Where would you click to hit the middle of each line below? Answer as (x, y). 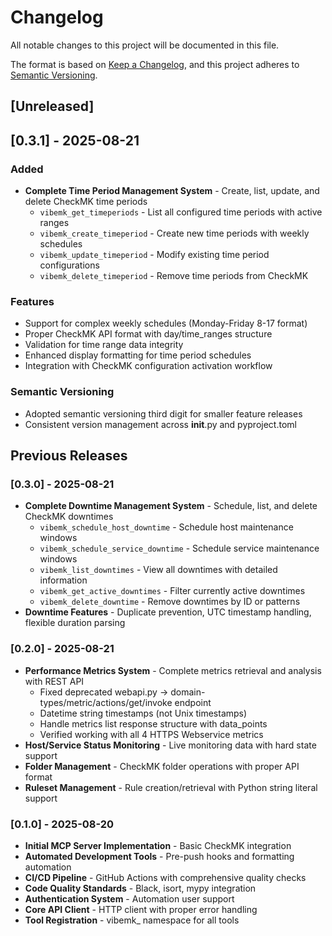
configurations (69, 265)
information (63, 580)
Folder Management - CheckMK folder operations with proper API (162, 766)
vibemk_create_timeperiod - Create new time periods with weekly (174, 233)
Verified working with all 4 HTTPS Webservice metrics (151, 734)
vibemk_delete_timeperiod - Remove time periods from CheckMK (174, 276)
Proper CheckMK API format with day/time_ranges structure (148, 334)
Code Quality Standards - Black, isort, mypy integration (140, 888)
